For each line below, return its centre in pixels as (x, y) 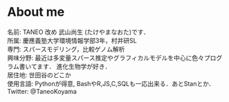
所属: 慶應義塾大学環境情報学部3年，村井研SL (72, 40)
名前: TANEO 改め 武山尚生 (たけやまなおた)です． (79, 32)
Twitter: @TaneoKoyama (42, 91)
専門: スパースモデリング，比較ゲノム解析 (66, 49)
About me (36, 12)
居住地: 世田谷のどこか (39, 75)
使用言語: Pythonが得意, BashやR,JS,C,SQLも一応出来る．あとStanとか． (111, 83)
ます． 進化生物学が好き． (74, 66)
